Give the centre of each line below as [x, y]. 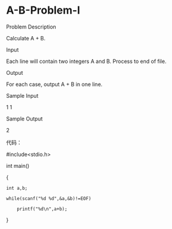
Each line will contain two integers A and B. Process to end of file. [86, 61]
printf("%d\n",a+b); [42, 209]
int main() [18, 166]
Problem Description [31, 27]
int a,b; [17, 188]
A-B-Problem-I [43, 10]
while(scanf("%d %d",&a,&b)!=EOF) [49, 198]
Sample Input [22, 96]
